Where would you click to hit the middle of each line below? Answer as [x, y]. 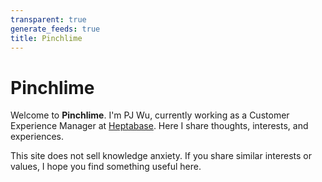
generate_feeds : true [55, 29]
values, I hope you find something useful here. [106, 167]
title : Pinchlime [46, 38]
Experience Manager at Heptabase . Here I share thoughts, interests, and [159, 126]
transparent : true [48, 19]
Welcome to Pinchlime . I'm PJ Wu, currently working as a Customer [150, 115]
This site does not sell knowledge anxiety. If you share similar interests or [161, 156]
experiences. [37, 137]
